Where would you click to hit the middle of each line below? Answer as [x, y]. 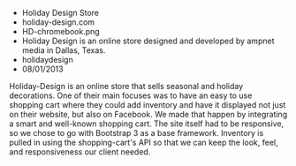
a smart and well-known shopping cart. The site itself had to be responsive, [147, 124]
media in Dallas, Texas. [64, 50]
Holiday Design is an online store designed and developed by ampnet [148, 41]
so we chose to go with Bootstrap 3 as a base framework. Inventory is [137, 133]
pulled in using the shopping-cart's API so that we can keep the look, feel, [144, 142]
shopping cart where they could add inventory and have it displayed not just [148, 105]
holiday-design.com [58, 22]
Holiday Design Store [61, 13]
